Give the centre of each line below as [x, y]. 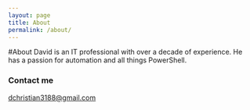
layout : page [29, 15]
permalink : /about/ [40, 30]
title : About [29, 23]
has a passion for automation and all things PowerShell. [98, 60]
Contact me [31, 80]
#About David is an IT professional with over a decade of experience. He [125, 52]
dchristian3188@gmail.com [52, 98]
